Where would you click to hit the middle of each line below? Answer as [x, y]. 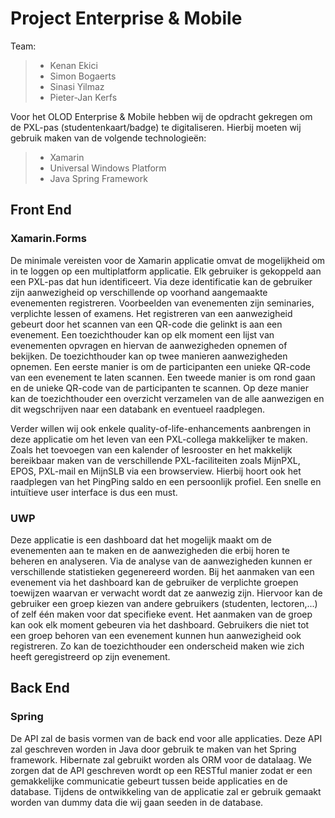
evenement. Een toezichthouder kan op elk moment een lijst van [142, 334]
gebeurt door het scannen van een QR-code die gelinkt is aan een [146, 324]
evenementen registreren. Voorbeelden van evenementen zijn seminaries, [162, 303]
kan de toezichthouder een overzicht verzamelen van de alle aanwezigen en [167, 398]
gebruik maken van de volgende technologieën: [108, 138]
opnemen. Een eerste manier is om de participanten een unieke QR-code [160, 366]
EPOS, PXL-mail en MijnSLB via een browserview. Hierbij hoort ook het [156, 471]
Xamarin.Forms [48, 239]
